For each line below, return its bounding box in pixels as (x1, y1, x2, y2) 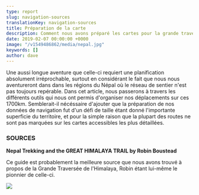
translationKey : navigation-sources (6, 19, 97, 25)
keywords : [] (6, 47, 38, 53)
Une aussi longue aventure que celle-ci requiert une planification (6, 69, 165, 76)
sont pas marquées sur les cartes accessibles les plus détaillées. (6, 119, 165, 126)
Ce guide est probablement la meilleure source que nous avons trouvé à (6, 158, 182, 165)
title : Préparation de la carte (6, 25, 86, 31)
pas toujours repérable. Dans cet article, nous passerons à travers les (6, 87, 176, 95)
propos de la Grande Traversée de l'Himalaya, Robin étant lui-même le (6, 165, 178, 172)
